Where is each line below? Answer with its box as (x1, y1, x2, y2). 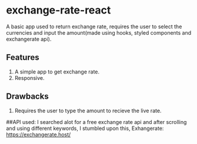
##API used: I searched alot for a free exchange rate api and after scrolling (6, 118, 187, 125)
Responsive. (14, 74, 45, 81)
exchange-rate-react (6, 4, 111, 17)
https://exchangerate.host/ (6, 130, 71, 138)
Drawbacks (6, 92, 49, 102)
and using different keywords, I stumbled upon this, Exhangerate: (6, 125, 164, 132)
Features (6, 52, 39, 62)
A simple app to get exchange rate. (14, 68, 100, 75)
